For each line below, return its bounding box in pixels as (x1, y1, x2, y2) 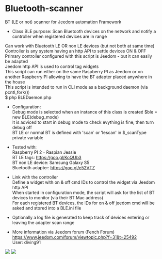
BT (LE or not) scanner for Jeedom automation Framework (5, 19, 122, 25)
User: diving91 (12, 239, 41, 245)
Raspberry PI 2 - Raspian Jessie (12, 149, 77, 155)
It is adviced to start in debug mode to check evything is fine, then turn (12, 119, 154, 125)
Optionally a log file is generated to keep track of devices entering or (12, 214, 149, 220)
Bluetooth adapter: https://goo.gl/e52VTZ (12, 164, 95, 170)
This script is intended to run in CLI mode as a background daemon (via (5, 84, 148, 90)
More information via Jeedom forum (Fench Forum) (12, 229, 115, 235)
